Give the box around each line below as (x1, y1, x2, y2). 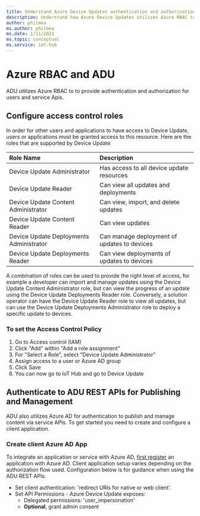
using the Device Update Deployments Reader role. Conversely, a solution (6, 291, 187, 298)
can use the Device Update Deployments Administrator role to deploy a (6, 303, 180, 310)
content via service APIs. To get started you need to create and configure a (6, 418, 190, 426)
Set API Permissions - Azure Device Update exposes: (14, 490, 146, 498)
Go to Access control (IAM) (14, 338, 82, 346)
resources (99, 171, 128, 179)
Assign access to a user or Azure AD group (14, 357, 121, 364)
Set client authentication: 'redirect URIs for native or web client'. (14, 484, 171, 492)
